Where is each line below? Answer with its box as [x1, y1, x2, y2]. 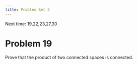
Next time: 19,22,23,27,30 [5, 21, 58, 27]
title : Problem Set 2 [5, 7, 50, 12]
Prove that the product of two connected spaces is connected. [5, 54, 133, 60]
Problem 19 [5, 38, 52, 49]
